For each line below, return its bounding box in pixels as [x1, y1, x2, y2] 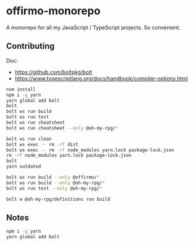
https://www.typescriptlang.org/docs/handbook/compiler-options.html [14, 74, 189, 82]
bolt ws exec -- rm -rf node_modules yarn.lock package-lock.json [6, 147, 174, 153]
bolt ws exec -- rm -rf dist [6, 141, 79, 147]
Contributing [6, 41, 55, 51]
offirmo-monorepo [6, 4, 101, 18]
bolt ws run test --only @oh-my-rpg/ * [6, 185, 102, 191]
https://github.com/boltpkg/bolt [14, 68, 92, 76]
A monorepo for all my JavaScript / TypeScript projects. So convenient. [6, 24, 181, 31]
